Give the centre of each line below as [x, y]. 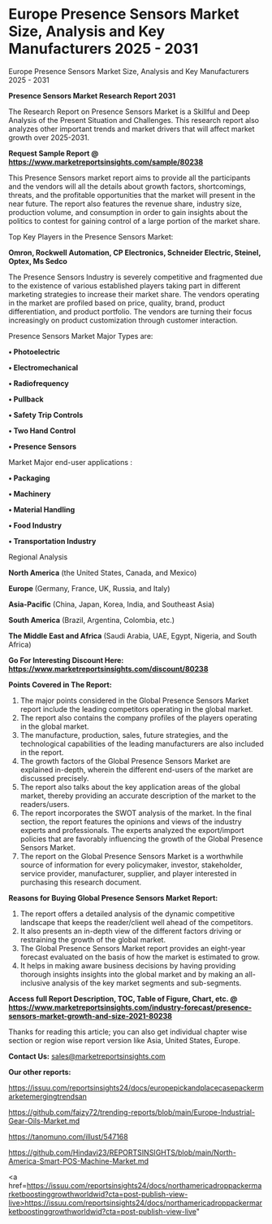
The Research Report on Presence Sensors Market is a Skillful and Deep [129, 112]
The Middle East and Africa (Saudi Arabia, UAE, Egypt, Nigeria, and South [133, 635]
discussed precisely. [54, 778]
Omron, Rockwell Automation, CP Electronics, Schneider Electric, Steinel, [135, 252]
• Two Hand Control [42, 430]
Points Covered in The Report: [60, 684]
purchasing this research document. [81, 882]
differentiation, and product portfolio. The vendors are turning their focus [130, 311]
